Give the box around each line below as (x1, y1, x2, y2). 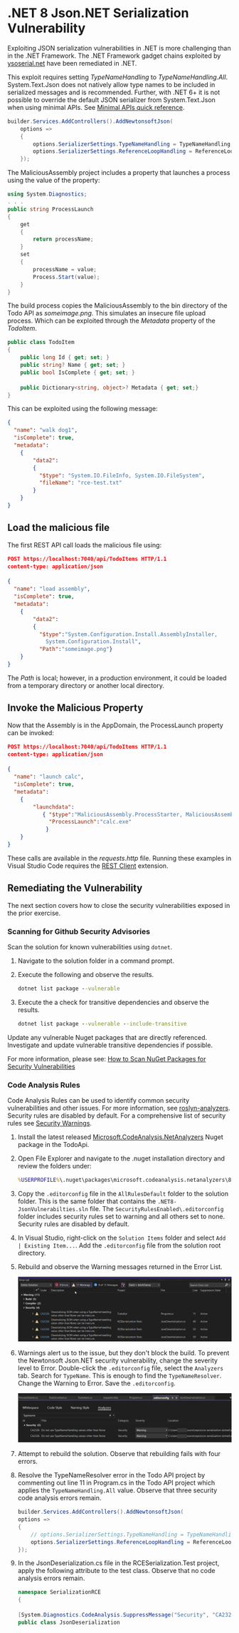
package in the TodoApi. (17, 1141, 90, 1149)
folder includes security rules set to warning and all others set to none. (17, 1212, 225, 1220)
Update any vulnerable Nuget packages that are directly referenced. (7, 1033, 208, 1041)
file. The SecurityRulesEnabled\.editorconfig (90, 1204, 224, 1213)
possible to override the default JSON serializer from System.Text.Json (7, 95, 216, 104)
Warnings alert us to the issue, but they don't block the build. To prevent (17, 1348, 230, 1357)
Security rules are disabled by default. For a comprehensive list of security (7, 1111, 226, 1120)
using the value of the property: (7, 176, 100, 185)
